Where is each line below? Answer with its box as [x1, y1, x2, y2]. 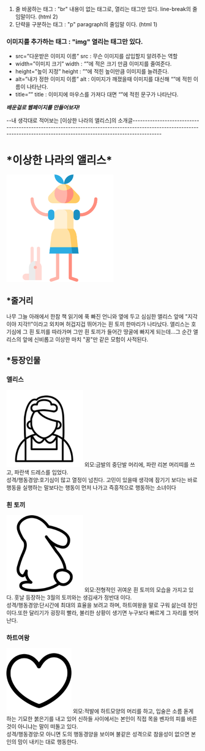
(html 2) [38, 13, 58, 20]
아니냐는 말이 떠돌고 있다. [17, 723, 78, 730]
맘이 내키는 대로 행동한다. [17, 738, 78, 745]
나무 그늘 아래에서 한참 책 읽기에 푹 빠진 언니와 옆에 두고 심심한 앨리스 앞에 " [6, 313, 188, 320]
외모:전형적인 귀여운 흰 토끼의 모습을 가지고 [84, 586, 188, 594]
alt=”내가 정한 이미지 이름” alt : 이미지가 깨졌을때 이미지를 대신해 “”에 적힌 [15, 75, 192, 83]
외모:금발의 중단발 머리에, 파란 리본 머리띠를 [84, 461, 189, 468]
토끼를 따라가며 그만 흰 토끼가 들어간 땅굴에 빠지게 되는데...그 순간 [35, 328, 192, 336]
